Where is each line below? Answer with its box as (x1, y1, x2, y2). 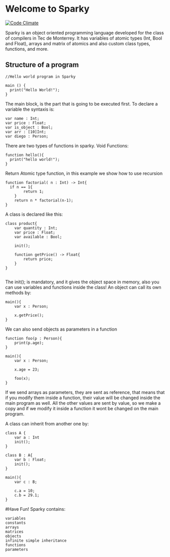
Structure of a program (5, 60, 79, 69)
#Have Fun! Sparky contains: (5, 506, 66, 512)
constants (5, 520, 26, 526)
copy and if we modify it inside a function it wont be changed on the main (5, 405, 158, 411)
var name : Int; (5, 116, 39, 121)
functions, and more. (5, 46, 49, 52)
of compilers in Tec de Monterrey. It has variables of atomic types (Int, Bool (5, 35, 162, 41)
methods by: (5, 289, 31, 296)
